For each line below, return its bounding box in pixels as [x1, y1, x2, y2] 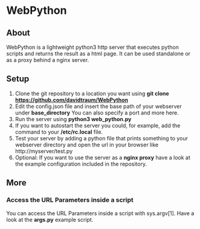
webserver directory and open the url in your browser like [15, 141, 159, 148]
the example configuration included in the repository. [15, 160, 147, 168]
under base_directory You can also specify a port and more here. [15, 109, 179, 116]
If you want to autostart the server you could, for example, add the [15, 122, 181, 129]
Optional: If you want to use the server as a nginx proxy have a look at [15, 154, 190, 161]
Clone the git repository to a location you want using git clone [15, 90, 169, 97]
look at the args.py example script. [6, 216, 94, 223]
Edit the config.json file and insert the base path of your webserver [15, 102, 182, 110]
